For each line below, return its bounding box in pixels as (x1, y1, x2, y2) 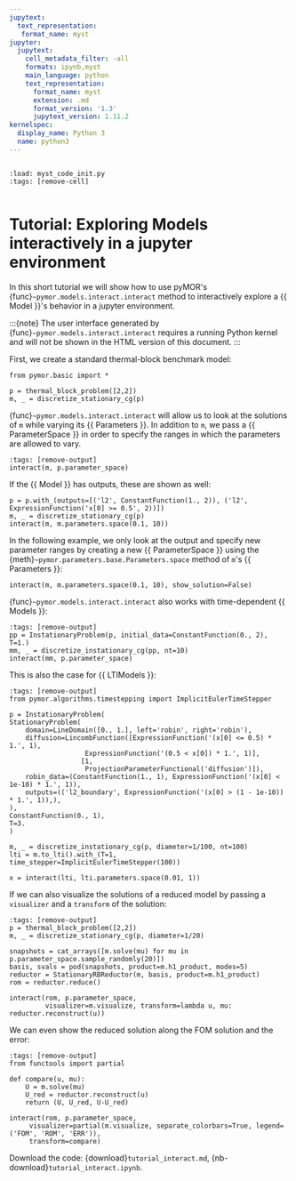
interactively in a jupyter (9, 233, 193, 253)
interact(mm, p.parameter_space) (9, 654, 133, 663)
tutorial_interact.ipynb (48, 1163, 140, 1172)
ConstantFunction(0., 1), (9, 811, 105, 820)
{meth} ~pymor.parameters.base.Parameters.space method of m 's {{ (9, 553, 252, 565)
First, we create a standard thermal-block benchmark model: (9, 353, 232, 365)
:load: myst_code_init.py (9, 169, 105, 178)
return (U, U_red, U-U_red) (25, 1097, 129, 1107)
